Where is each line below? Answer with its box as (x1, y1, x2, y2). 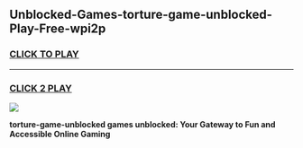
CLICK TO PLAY (9, 48, 79, 61)
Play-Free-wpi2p (9, 22, 106, 37)
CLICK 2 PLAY (9, 82, 72, 94)
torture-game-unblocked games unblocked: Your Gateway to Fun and (9, 118, 276, 129)
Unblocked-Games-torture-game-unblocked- (9, 7, 273, 22)
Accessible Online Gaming (9, 128, 111, 139)
